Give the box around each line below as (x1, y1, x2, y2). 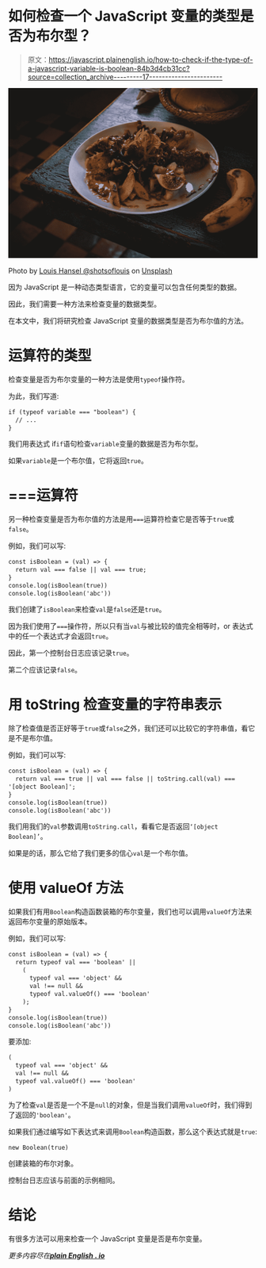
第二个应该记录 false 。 (8, 665, 82, 674)
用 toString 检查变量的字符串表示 (8, 695, 222, 714)
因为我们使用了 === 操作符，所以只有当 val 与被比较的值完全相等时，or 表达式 (8, 621, 253, 630)
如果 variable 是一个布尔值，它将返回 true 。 (8, 455, 148, 465)
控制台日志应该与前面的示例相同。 (8, 1175, 120, 1185)
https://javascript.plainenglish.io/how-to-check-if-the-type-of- (48, 55, 253, 64)
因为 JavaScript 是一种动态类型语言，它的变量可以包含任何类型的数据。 (8, 282, 241, 292)
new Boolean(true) (8, 1143, 69, 1151)
